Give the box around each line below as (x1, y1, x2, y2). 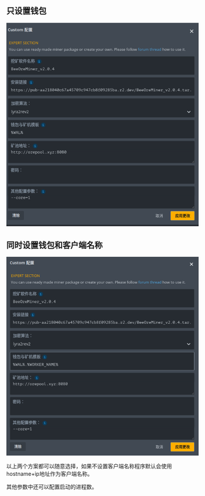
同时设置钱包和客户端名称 (6, 240, 103, 250)
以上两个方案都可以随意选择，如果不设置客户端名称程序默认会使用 (6, 462, 172, 470)
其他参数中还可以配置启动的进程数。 (6, 483, 98, 490)
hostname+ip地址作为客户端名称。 (6, 470, 93, 477)
